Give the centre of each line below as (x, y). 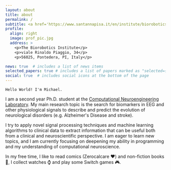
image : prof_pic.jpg (32, 39)
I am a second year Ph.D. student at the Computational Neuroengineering (82, 99)
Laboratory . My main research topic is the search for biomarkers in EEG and (85, 104)
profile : (15, 29)
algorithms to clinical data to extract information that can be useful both (80, 130)
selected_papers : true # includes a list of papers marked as (73, 71)
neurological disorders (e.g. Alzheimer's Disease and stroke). (69, 115)
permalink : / (19, 19)
